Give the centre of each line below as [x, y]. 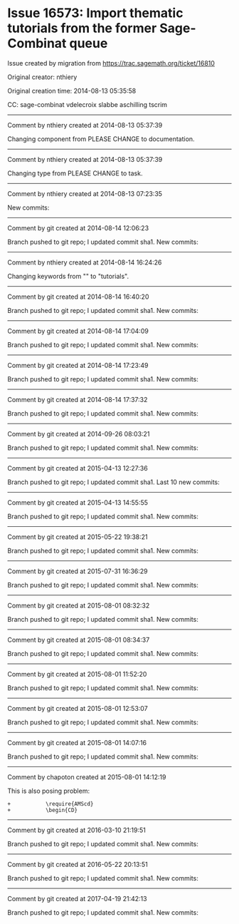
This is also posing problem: [49, 791]
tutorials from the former [82, 28]
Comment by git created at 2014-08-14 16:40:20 [78, 297]
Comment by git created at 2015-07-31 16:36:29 [78, 571]
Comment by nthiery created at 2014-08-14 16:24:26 [85, 262]
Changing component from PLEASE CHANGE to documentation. [101, 139]
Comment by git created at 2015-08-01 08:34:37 [79, 640]
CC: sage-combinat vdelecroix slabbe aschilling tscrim [87, 104]
